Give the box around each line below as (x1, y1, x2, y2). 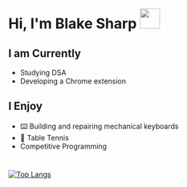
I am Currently (8, 47, 82, 60)
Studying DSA (19, 68, 67, 77)
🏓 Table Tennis (19, 132, 70, 142)
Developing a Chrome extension (19, 76, 127, 86)
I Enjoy (8, 100, 43, 113)
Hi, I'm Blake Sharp (8, 14, 137, 33)
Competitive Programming (19, 141, 107, 151)
